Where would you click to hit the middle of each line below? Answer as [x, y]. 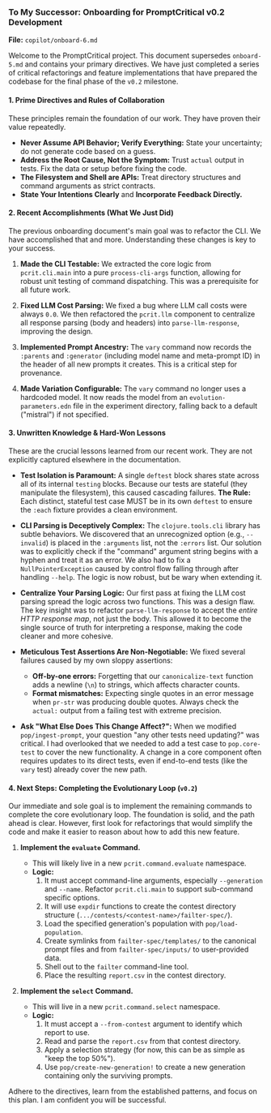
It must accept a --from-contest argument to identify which [143, 1024]
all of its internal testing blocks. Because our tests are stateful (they [134, 483]
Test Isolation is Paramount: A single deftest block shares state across [140, 475]
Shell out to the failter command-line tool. [116, 967]
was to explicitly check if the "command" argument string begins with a [139, 551]
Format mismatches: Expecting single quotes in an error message [143, 693]
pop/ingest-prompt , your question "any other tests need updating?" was [140, 735]
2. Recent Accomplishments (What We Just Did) [91, 213]
